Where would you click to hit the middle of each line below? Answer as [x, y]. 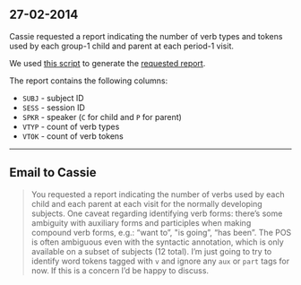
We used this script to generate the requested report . [107, 63]
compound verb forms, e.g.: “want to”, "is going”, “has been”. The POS [161, 232]
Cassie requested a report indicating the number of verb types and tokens [146, 36]
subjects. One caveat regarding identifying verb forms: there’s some [157, 213]
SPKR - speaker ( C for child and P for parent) [102, 117]
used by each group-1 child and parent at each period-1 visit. [122, 46]
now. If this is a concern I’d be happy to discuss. [120, 270]
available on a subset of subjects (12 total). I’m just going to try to [151, 251]
